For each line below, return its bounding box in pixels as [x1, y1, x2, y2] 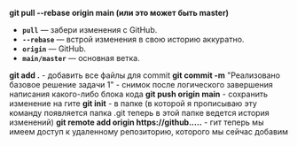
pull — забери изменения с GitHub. [21, 25, 158, 35]
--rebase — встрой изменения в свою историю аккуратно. [21, 35, 245, 44]
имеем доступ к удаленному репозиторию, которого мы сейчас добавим [9, 127, 288, 136]
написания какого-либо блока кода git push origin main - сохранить [9, 88, 269, 99]
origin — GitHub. [21, 43, 87, 54]
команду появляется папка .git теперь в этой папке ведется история [9, 108, 270, 118]
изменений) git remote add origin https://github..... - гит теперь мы [9, 117, 264, 127]
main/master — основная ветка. [21, 53, 140, 63]
